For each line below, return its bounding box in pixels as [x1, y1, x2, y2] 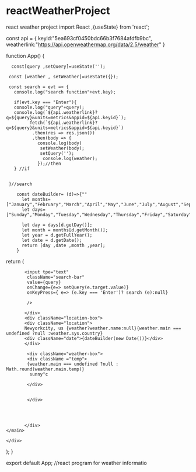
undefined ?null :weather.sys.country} [6, 330, 103, 336]
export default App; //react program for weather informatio [6, 459, 147, 466]
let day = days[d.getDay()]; [21, 222, 93, 228]
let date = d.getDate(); [21, 237, 82, 243]
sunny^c [29, 371, 48, 377]
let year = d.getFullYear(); [21, 232, 93, 238]
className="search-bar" [27, 274, 85, 280]
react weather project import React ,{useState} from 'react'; [6, 23, 150, 30]
